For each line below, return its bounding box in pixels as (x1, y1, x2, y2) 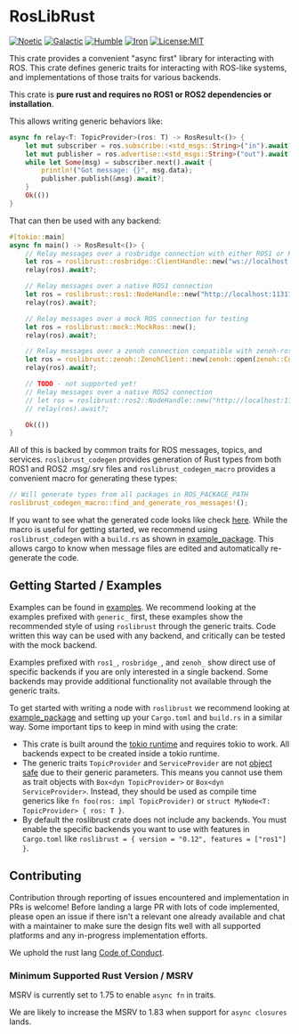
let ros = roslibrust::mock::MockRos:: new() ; (25, 322, 198, 331)
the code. (44, 553, 79, 563)
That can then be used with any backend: (9, 215, 162, 226)
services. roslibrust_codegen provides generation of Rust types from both (9, 454, 282, 464)
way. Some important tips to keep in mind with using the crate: (9, 721, 238, 731)
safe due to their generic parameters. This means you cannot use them (21, 767, 283, 778)
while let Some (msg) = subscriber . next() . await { (25, 158, 214, 166)
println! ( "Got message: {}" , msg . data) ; (41, 166, 193, 175)
